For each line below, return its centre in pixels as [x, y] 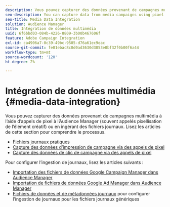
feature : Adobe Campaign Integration [45, 38]
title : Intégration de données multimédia [51, 29]
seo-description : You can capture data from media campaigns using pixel [85, 15]
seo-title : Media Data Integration [43, 19]
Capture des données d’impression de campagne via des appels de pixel [89, 147]
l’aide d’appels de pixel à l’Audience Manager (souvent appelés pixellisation [83, 121]
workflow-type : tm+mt [28, 52]
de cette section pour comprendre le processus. [56, 132]
